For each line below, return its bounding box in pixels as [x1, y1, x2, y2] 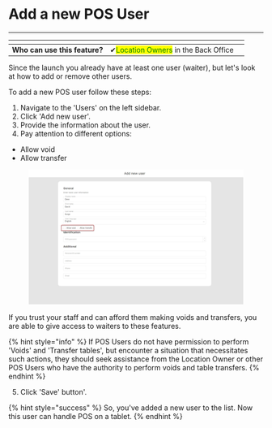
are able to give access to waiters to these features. [8, 322, 181, 331]
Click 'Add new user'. [19, 111, 91, 122]
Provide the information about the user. [19, 120, 151, 130]
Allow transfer [19, 153, 67, 163]
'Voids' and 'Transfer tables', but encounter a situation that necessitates [8, 346, 249, 356]
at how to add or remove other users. [8, 71, 132, 81]
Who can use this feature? [11, 45, 104, 54]
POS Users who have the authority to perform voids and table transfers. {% [8, 363, 260, 373]
